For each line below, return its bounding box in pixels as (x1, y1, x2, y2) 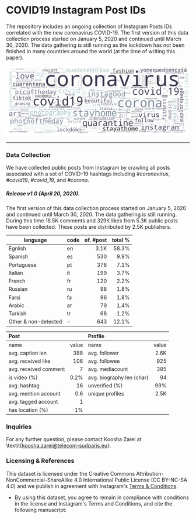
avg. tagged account (8, 398, 58, 405)
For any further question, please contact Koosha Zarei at (6, 436, 142, 443)
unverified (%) (87, 381, 123, 389)
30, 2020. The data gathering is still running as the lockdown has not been (6, 42, 185, 49)
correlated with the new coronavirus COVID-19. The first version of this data (6, 29, 188, 36)
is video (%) (8, 374, 38, 381)
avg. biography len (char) (87, 374, 149, 381)
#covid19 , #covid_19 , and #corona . (6, 177, 89, 184)
